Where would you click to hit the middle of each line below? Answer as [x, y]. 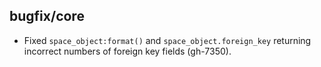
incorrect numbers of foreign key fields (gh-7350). [127, 51]
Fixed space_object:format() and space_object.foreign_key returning [167, 40]
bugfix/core [47, 16]
